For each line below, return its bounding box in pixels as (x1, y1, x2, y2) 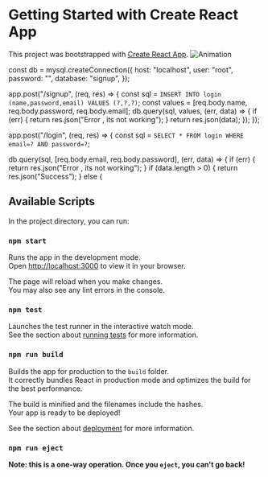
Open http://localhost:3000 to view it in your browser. (8, 261, 187, 271)
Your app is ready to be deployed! (8, 408, 121, 417)
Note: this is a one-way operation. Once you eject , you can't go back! (8, 459, 245, 469)
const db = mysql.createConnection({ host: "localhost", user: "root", (8, 64, 233, 74)
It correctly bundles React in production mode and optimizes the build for (8, 375, 251, 384)
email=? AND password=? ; (8, 138, 90, 148)
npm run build (8, 350, 64, 360)
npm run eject (8, 443, 64, 452)
